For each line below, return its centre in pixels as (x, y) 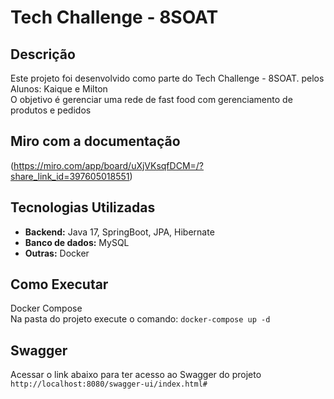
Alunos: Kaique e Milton (59, 89)
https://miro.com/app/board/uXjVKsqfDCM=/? (108, 165)
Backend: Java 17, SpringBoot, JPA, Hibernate (119, 232)
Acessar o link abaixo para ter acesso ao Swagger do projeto (136, 375)
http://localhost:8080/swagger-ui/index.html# (109, 384)
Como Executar (59, 284)
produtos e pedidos (51, 110)
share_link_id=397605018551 (70, 176)
